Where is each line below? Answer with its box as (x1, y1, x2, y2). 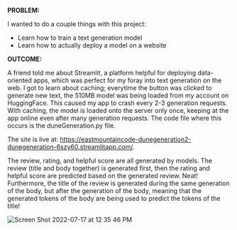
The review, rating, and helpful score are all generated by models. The (7, 156, 213, 165)
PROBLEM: (7, 6, 40, 14)
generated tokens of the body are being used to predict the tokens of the (7, 195, 221, 202)
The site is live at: (7, 135, 59, 143)
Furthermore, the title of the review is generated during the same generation (7, 179, 230, 187)
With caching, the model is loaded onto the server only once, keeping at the (7, 106, 229, 114)
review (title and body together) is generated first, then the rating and (7, 164, 211, 172)
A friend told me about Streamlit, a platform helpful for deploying (7, 69, 197, 77)
